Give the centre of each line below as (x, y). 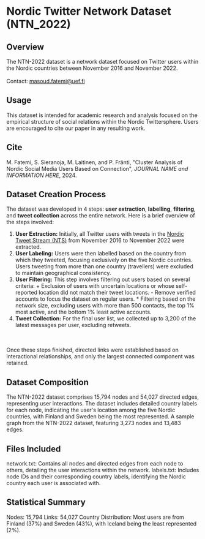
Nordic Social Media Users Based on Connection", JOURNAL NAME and (97, 168)
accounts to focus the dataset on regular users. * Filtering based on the (105, 299)
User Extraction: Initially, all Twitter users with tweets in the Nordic (99, 234)
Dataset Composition (47, 382)
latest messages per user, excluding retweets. (73, 325)
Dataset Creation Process (56, 194)
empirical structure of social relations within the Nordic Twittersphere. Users (102, 121)
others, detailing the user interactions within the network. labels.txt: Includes (103, 470)
